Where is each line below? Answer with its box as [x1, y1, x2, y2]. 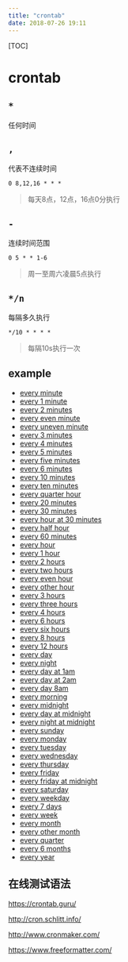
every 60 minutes [19, 531, 77, 541]
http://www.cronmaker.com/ [8, 929, 100, 939]
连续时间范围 [8, 238, 50, 248]
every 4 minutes [19, 439, 73, 448]
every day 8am [19, 683, 69, 693]
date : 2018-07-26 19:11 [8, 19, 87, 27]
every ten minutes [19, 481, 79, 490]
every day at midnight [19, 709, 91, 718]
